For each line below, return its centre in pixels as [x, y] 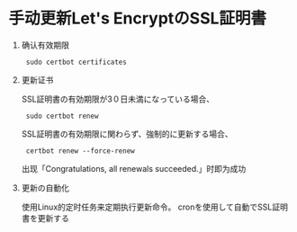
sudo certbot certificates [76, 62]
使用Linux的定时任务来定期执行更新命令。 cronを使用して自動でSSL [147, 207]
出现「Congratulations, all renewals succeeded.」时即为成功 [134, 168]
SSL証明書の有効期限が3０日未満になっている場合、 [118, 99]
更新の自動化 [45, 187]
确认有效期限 [45, 45]
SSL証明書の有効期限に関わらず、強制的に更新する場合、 [127, 134]
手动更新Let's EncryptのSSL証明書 [138, 18]
